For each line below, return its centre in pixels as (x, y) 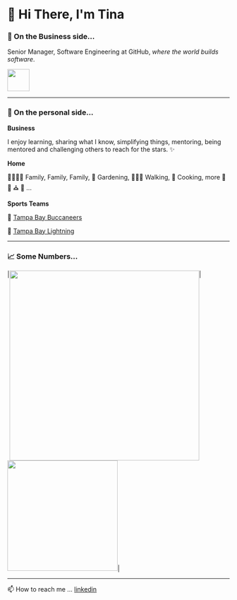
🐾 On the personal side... (50, 112)
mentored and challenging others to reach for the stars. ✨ (91, 149)
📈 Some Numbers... (43, 256)
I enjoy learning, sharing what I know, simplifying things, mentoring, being (114, 141)
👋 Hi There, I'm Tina (66, 14)
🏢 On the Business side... (51, 37)
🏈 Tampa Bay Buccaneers (45, 217)
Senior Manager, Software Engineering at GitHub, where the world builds (113, 52)
